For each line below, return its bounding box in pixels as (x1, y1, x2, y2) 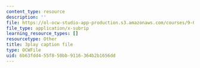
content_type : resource (6, 8, 65, 15)
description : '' (6, 14, 46, 20)
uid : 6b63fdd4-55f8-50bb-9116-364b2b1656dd (6, 53, 116, 59)
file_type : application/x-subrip (6, 25, 89, 31)
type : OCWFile (6, 47, 42, 53)
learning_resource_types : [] (6, 31, 79, 37)
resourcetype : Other (6, 36, 58, 42)
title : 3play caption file (6, 42, 73, 48)
